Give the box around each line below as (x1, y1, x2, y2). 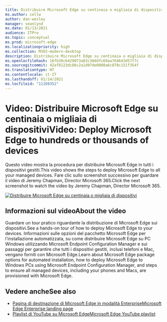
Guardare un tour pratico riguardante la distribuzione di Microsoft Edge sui (5, 220, 158, 226)
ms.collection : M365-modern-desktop (5, 49, 81, 54)
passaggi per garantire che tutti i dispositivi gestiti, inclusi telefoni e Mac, (5, 246, 155, 252)
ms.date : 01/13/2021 (5, 26, 48, 31)
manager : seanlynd (5, 21, 43, 26)
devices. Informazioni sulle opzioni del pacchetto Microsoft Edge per (5, 230, 146, 236)
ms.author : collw (5, 12, 41, 17)
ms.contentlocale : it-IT (5, 72, 57, 77)
